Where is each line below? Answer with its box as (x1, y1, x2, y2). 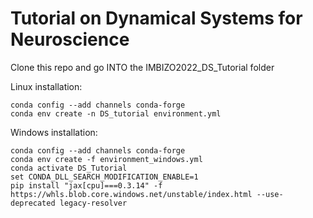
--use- (256, 189, 284, 199)
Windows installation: (10, 126, 98, 138)
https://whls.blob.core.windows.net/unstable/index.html (10, 189, 253, 199)
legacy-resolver (59, 198, 128, 208)
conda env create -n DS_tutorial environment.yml (10, 108, 222, 119)
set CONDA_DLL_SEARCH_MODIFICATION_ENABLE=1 (10, 172, 199, 182)
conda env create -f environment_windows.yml (10, 154, 203, 164)
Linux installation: (10, 80, 83, 92)
